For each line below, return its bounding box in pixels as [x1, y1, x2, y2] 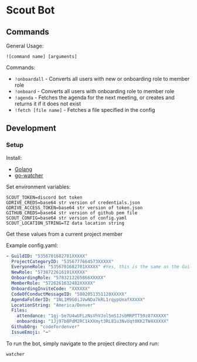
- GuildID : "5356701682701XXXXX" [6, 253, 88, 259]
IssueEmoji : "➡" [11, 329, 51, 335]
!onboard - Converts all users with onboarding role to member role [14, 88, 175, 94]
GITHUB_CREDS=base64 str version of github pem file [6, 210, 138, 216]
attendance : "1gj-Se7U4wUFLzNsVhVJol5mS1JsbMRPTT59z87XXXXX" [16, 313, 169, 319]
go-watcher [14, 172, 43, 179]
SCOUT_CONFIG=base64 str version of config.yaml [6, 215, 127, 221]
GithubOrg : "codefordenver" [11, 324, 80, 330]
